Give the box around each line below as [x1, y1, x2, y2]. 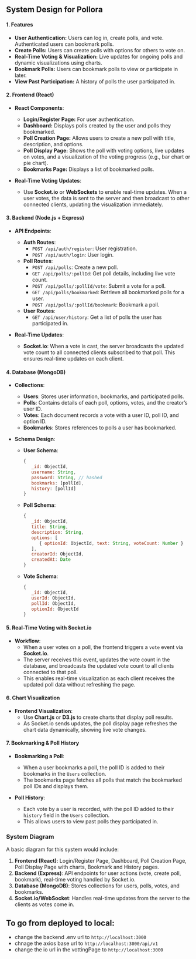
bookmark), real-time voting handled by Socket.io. [14, 876, 136, 883]
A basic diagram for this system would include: [6, 846, 119, 853]
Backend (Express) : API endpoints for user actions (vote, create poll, [14, 870, 181, 877]
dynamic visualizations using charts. [14, 59, 102, 66]
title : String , [31, 524, 68, 530]
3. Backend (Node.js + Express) [6, 214, 85, 221]
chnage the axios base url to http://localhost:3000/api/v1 [14, 940, 158, 947]
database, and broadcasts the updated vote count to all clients [23, 662, 174, 669]
